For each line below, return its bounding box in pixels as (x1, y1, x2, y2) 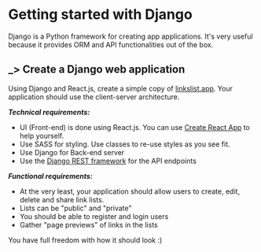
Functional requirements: (8, 171, 93, 180)
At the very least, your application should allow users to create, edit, (19, 187, 241, 196)
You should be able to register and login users (19, 211, 169, 221)
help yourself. (19, 131, 64, 140)
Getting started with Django (8, 6, 193, 24)
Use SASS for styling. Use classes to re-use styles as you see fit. (19, 139, 230, 149)
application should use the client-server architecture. (8, 92, 180, 102)
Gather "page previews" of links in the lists (19, 220, 159, 229)
